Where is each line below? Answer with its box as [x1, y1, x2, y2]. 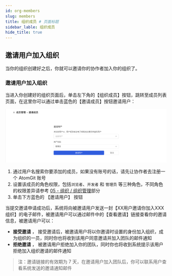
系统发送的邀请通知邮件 [22, 265, 72, 271]
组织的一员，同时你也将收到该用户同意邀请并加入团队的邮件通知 [17, 235, 152, 241]
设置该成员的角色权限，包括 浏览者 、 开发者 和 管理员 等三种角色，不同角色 [12, 181, 163, 187]
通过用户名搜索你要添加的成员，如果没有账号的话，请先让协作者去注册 [12, 168, 161, 175]
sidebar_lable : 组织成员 [5, 25, 55, 30]
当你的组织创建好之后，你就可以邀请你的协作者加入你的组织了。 [5, 65, 140, 71]
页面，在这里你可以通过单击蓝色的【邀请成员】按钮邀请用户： [5, 98, 136, 104]
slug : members [5, 13, 36, 19]
